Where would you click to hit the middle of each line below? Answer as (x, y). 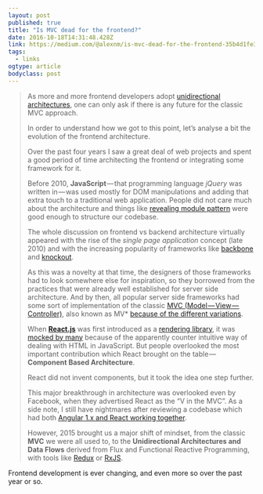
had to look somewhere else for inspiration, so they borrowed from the (141, 280)
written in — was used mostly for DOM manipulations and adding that (138, 191)
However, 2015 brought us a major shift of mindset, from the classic (136, 433)
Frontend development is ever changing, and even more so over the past (125, 473)
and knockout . (50, 256)
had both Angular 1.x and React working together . (107, 417)
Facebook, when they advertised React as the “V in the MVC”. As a (135, 401)
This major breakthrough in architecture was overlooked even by (131, 392)
